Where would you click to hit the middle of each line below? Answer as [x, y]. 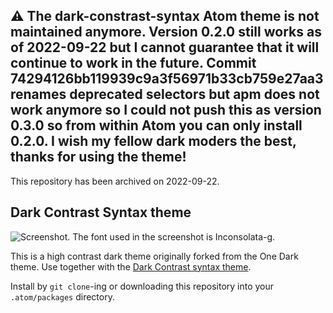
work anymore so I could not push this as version [166, 110]
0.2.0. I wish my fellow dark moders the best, [153, 141]
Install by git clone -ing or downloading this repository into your [142, 286]
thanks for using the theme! [98, 157]
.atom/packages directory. [62, 296]
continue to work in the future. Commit [133, 63]
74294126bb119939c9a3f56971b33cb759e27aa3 [167, 79]
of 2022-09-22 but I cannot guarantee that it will [165, 47]
